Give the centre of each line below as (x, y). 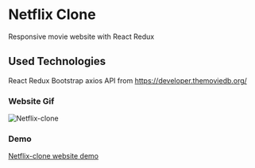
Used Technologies (57, 61)
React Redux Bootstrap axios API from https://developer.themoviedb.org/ (128, 80)
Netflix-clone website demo (54, 156)
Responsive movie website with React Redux (81, 36)
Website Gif (31, 101)
